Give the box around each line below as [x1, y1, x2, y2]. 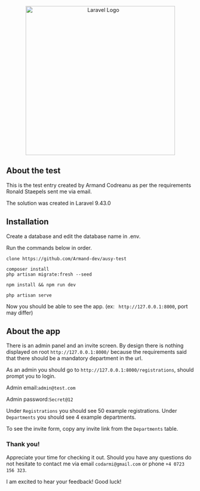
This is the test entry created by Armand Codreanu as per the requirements [6, 181, 192, 189]
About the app [6, 326, 61, 336]
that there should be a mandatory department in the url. [6, 355, 143, 362]
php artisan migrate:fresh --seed [6, 271, 93, 277]
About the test [6, 166, 61, 176]
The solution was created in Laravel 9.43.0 [6, 199, 112, 206]
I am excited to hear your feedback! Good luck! [6, 478, 122, 485]
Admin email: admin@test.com [6, 384, 76, 391]
